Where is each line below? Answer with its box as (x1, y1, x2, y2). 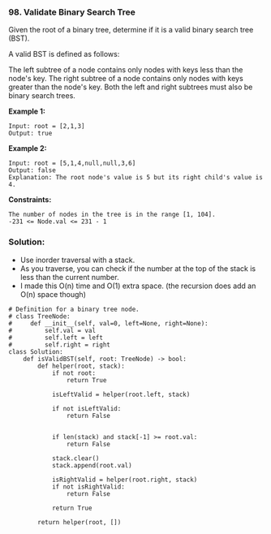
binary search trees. (8, 91, 75, 101)
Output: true (8, 129, 53, 138)
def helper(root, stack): (37, 362, 126, 370)
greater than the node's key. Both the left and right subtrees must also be (8, 82, 253, 92)
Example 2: (8, 144, 47, 153)
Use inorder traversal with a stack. (19, 255, 135, 265)
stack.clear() (51, 454, 100, 463)
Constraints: (8, 195, 52, 205)
